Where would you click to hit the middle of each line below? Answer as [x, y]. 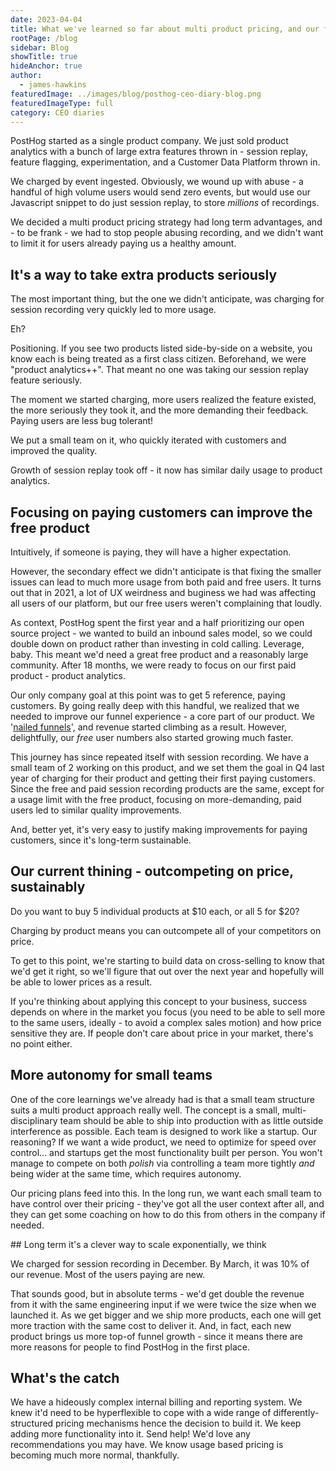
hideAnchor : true [46, 66]
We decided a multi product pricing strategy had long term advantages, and [166, 222]
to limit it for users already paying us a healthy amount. [123, 243]
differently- [296, 1413]
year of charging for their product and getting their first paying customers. [163, 778]
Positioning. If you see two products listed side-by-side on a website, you [161, 348]
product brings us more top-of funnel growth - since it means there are [156, 1336]
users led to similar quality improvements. [96, 810]
